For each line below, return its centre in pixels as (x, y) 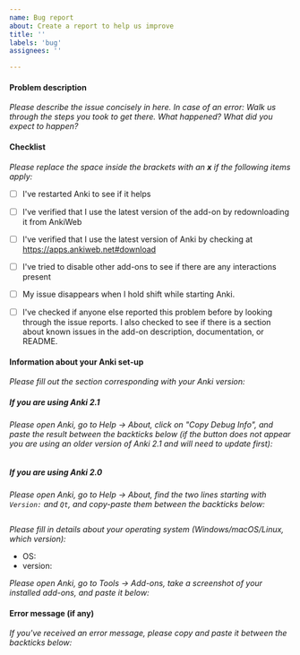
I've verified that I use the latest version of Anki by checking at (137, 239)
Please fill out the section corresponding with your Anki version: (127, 382)
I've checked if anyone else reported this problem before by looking (147, 312)
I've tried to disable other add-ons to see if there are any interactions (149, 266)
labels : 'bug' (36, 43)
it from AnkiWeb (52, 221)
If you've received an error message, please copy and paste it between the (148, 633)
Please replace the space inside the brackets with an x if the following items (150, 167)
